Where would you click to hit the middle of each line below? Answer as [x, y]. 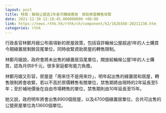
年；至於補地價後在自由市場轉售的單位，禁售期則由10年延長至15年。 [75, 89]
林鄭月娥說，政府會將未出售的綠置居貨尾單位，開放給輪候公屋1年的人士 [78, 59]
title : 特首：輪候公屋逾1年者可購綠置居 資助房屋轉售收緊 [58, 14]
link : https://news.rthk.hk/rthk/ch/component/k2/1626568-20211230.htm [81, 24]
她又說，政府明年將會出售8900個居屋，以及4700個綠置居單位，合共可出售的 [83, 99]
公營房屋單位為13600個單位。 [35, 106]
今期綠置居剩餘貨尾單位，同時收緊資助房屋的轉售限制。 [61, 49]
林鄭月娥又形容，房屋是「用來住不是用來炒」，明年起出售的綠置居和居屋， [80, 76]
